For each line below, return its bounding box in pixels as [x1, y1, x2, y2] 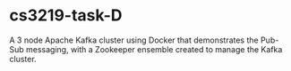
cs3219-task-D [9, 5, 123, 26]
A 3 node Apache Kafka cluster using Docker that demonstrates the [9, 35, 259, 45]
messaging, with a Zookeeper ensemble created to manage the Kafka [25, 43, 283, 54]
